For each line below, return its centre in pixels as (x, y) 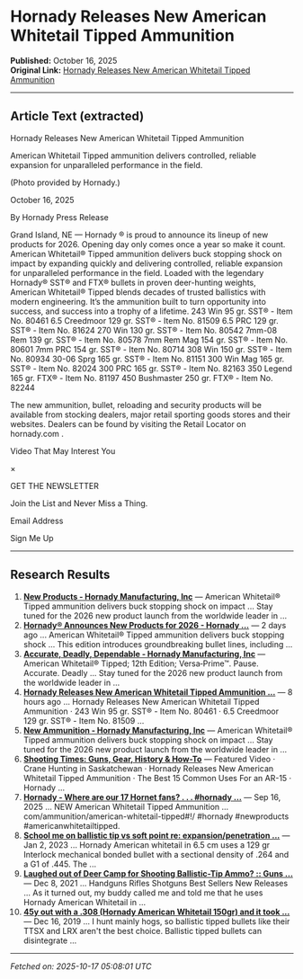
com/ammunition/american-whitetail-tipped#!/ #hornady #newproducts (156, 816)
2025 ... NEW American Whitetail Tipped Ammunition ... (126, 806)
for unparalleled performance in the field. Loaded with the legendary (137, 272)
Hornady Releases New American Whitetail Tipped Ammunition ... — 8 (158, 692)
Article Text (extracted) (77, 116)
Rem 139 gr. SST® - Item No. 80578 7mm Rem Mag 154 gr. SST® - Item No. (149, 340)
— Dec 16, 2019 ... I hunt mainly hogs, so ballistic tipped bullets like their (156, 921)
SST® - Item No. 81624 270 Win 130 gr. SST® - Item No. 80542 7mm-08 (144, 330)
